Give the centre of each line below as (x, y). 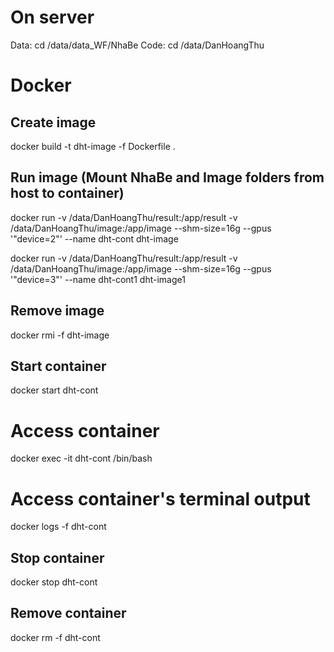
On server (52, 17)
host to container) (67, 193)
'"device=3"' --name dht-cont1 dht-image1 (98, 279)
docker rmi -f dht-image (60, 335)
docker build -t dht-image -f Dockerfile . (93, 146)
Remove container (68, 613)
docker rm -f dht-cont (55, 637)
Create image (53, 122)
